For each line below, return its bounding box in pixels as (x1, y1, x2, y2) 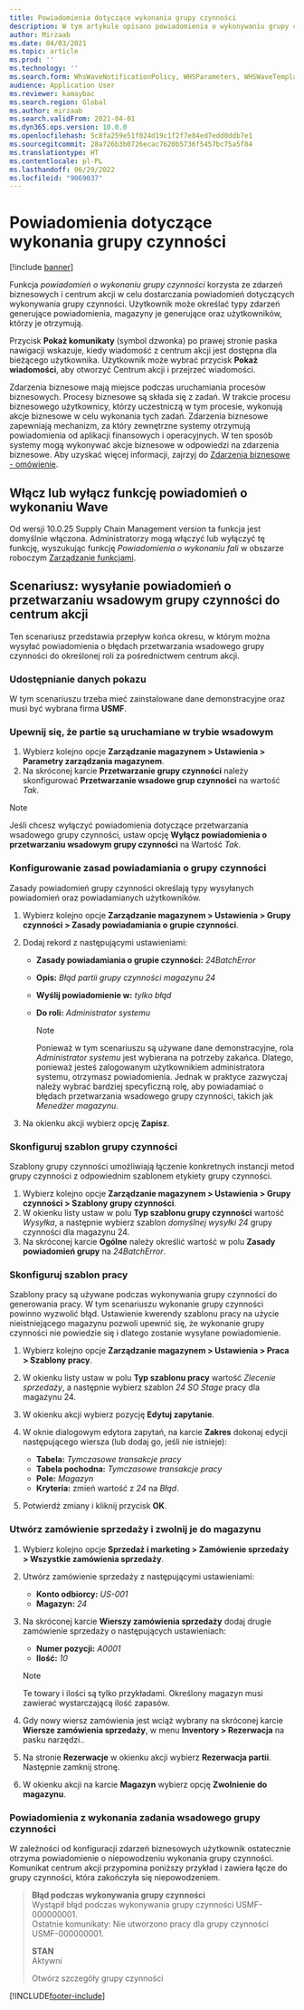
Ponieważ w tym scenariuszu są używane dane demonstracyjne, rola (35, 1042, 294, 1053)
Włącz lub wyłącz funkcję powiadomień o (9, 485, 248, 500)
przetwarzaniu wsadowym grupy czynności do (9, 593, 280, 608)
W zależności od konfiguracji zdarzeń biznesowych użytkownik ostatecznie (9, 1842, 291, 1854)
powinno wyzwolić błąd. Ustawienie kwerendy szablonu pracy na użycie (9, 1308, 280, 1319)
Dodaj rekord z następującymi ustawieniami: (22, 937, 188, 947)
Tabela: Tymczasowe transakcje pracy (35, 1454, 182, 1465)
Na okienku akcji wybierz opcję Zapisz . (22, 1117, 170, 1129)
